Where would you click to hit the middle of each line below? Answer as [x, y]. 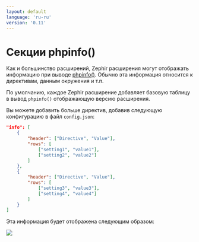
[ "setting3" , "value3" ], [69, 188]
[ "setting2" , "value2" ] [67, 155]
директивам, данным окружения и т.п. [55, 81]
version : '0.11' [26, 23]
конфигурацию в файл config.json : [50, 117]
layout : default [26, 12]
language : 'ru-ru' [29, 17]
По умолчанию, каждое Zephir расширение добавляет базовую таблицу [98, 93]
